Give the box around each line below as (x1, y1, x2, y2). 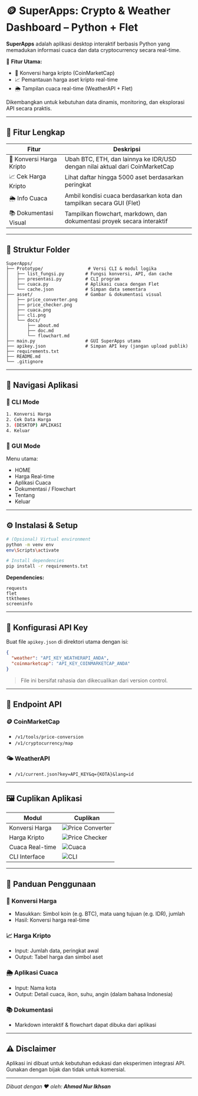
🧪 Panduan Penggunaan (6, 879, 96, 889)
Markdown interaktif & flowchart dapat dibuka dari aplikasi (14, 1021, 157, 1028)
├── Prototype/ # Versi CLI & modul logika (6, 266, 157, 272)
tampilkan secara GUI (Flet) (64, 198, 141, 207)
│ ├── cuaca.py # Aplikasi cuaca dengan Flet (6, 281, 160, 287)
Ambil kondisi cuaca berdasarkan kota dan (64, 191, 183, 200)
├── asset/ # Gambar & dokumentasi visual (6, 291, 162, 298)
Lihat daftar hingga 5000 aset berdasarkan (64, 173, 184, 181)
